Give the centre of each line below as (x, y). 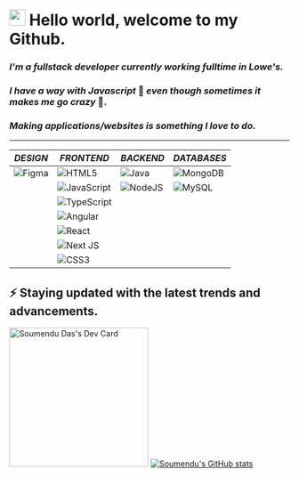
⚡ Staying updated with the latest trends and (135, 292)
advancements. (54, 311)
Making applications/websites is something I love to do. (133, 125)
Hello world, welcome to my (133, 20)
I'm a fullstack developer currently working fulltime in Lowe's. (146, 67)
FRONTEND (84, 158)
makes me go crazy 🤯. (58, 102)
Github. (37, 39)
